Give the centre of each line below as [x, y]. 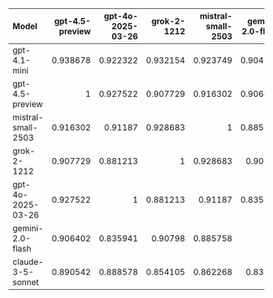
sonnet [26, 282]
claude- [28, 262]
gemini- [28, 228]
